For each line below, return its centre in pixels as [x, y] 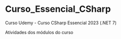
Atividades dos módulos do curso [39, 32]
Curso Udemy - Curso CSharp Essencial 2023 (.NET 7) [61, 23]
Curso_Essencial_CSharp [58, 9]
